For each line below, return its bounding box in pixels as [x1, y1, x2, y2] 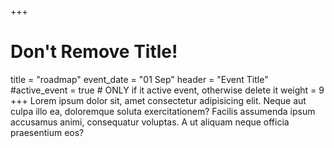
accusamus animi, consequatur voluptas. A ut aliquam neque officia [10, 116, 290, 128]
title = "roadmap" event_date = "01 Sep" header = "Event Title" [10, 73, 269, 85]
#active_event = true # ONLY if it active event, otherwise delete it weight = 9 [10, 84, 325, 96]
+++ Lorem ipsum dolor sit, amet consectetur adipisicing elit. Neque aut [10, 94, 307, 106]
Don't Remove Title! [10, 41, 178, 63]
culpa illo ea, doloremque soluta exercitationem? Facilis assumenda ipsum [10, 105, 316, 117]
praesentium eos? [10, 126, 85, 138]
